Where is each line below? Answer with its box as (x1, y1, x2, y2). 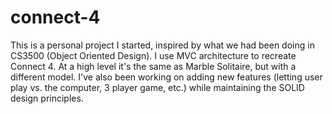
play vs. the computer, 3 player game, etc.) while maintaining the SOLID (10, 81, 305, 93)
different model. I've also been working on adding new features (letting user (10, 71, 323, 83)
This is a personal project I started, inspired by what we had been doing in (10, 39, 315, 51)
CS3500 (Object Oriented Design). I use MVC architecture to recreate (10, 49, 297, 61)
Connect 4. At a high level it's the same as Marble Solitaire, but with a (10, 60, 297, 72)
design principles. (10, 92, 84, 104)
